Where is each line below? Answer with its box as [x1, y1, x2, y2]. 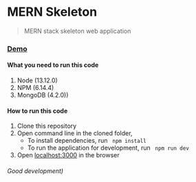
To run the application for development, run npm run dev [27, 144, 189, 152]
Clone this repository [17, 122, 77, 130]
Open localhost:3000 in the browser [17, 151, 120, 159]
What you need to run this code [7, 61, 99, 69]
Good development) [7, 166, 64, 175]
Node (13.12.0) [17, 76, 58, 84]
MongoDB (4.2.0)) [17, 91, 69, 100]
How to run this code [7, 106, 68, 115]
